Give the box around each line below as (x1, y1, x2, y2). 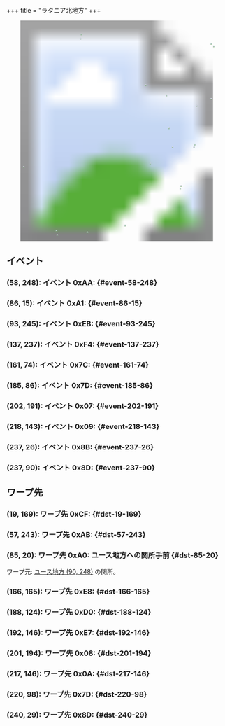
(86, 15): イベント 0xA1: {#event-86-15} (6, 298, 143, 308)
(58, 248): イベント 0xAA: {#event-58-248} (6, 278, 158, 288)
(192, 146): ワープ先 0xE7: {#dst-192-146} (6, 627, 150, 637)
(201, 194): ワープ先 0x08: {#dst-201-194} (6, 648, 152, 658)
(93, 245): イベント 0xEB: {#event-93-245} (6, 319, 156, 329)
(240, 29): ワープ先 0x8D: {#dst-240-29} (6, 710, 148, 720)
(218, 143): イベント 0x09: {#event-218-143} (6, 421, 160, 431)
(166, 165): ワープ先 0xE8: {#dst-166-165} (6, 587, 150, 596)
